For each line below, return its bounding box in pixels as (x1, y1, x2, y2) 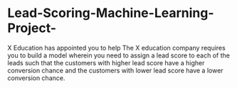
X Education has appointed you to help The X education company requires (7, 43, 226, 52)
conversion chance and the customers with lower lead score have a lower (7, 66, 223, 75)
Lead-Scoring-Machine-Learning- (7, 5, 215, 21)
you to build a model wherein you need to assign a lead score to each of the (7, 51, 230, 60)
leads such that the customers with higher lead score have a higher (7, 58, 205, 67)
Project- (7, 20, 57, 36)
